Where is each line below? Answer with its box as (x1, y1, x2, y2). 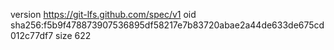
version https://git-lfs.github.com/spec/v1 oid (10, 9, 197, 20)
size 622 (55, 30, 92, 41)
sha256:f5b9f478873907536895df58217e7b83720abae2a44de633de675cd (10, 19, 325, 31)
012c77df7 (10, 30, 54, 41)
